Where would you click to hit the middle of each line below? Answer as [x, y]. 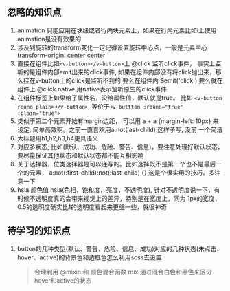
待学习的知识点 [39, 231]
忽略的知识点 [34, 12]
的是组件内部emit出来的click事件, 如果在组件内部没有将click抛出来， [119, 72]
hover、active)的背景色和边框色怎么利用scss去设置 [90, 257]
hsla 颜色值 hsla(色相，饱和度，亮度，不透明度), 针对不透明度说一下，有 [118, 190]
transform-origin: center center [61, 55]
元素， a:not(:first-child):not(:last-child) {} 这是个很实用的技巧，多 [122, 172]
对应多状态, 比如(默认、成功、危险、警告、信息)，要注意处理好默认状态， [120, 147]
